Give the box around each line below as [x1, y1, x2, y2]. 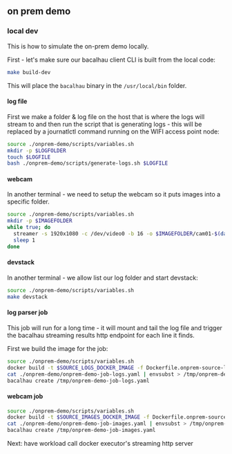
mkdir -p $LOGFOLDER [7, 147, 67, 154]
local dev [7, 26, 39, 36]
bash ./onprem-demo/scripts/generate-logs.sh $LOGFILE [7, 160, 168, 167]
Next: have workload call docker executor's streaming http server [7, 439, 193, 448]
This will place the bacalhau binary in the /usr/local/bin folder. [7, 81, 187, 89]
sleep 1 [13, 237, 36, 244]
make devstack [7, 293, 48, 300]
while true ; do [7, 224, 51, 231]
